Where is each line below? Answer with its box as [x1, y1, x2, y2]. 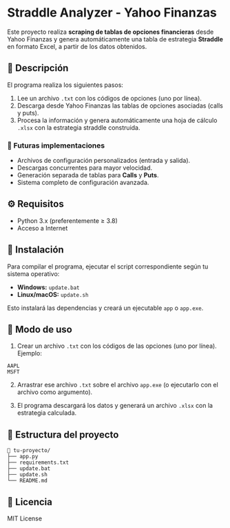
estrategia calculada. [17, 409, 77, 417]
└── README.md [7, 478, 48, 485]
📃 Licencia [7, 496, 53, 508]
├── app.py [7, 453, 39, 460]
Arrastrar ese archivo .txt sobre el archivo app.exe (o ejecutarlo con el [17, 381, 218, 389]
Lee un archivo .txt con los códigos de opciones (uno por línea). [17, 94, 202, 102]
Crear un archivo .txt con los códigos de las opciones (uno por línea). [17, 342, 217, 350]
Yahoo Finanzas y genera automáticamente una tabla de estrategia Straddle [7, 35, 224, 43]
